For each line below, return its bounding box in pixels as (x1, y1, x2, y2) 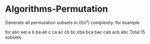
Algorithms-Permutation (5, 3, 108, 15)
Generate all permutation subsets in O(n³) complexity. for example (5, 20, 140, 25)
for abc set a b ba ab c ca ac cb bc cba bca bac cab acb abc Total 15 (5, 29, 146, 35)
